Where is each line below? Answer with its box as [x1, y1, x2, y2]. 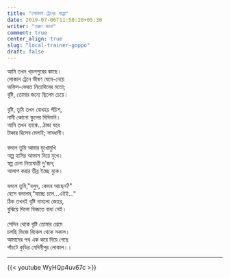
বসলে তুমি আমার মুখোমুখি [7, 143, 56, 152]
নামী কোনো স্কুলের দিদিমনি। [7, 113, 61, 121]
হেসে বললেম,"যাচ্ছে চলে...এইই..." [7, 189, 77, 198]
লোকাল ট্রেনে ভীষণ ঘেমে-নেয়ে [7, 75, 65, 83]
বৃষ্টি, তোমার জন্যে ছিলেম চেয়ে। [7, 90, 68, 98]
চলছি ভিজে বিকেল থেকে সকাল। [7, 227, 71, 235]
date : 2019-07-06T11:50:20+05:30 [7, 16, 103, 23]
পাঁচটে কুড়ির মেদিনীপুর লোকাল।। [7, 243, 73, 251]
